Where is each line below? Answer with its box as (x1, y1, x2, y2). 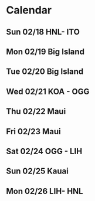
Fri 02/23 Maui (6, 127, 62, 137)
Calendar (6, 4, 52, 17)
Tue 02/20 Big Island (6, 67, 84, 77)
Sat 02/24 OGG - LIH (6, 146, 83, 156)
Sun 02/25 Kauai (6, 166, 69, 176)
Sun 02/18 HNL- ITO (6, 27, 80, 37)
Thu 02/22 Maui (6, 107, 66, 117)
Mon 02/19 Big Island (6, 46, 85, 56)
